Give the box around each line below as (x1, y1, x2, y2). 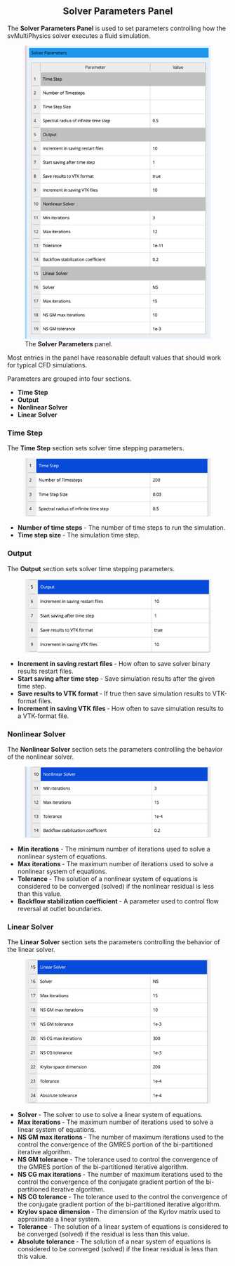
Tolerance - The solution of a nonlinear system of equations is (17, 875, 199, 883)
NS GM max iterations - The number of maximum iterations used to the (17, 1133, 224, 1142)
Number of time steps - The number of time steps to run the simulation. (17, 523, 226, 532)
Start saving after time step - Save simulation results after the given (17, 674, 215, 683)
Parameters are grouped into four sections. (7, 374, 132, 383)
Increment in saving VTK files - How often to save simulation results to (17, 704, 224, 712)
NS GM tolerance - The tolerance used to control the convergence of (17, 1155, 219, 1164)
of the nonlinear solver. (7, 752, 74, 761)
